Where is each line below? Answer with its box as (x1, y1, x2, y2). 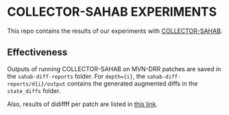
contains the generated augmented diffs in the (67, 79, 198, 88)
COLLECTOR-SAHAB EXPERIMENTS (7, 4, 217, 20)
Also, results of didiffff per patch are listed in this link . (7, 100, 158, 108)
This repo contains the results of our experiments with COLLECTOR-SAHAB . (7, 27, 223, 35)
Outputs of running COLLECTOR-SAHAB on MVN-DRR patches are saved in (7, 64, 221, 73)
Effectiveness (7, 47, 68, 58)
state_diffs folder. (7, 86, 61, 94)
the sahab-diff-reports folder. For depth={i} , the (7, 72, 146, 80)
